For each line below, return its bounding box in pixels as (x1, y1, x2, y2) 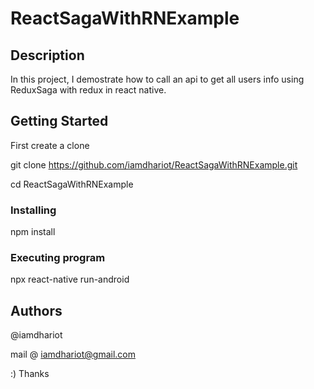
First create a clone (10, 139, 90, 151)
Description (10, 47, 85, 64)
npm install (10, 226, 56, 238)
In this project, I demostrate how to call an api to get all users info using (10, 73, 305, 85)
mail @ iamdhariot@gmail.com (10, 348, 137, 361)
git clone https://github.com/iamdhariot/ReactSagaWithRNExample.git (10, 158, 298, 171)
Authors (10, 302, 63, 319)
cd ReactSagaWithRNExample (10, 178, 134, 190)
